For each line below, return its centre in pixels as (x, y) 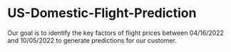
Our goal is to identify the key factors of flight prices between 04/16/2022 (116, 33)
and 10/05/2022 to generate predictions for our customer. (92, 40)
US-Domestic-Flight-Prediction (102, 13)
